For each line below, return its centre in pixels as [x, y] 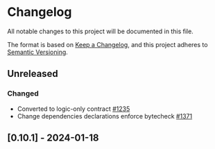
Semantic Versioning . [37, 52]
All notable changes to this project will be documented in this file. [101, 31]
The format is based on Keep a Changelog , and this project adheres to [108, 44]
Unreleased [33, 74]
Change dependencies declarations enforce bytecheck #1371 [105, 116]
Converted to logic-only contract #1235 [74, 109]
